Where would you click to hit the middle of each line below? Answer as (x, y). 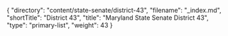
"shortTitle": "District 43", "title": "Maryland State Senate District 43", (108, 18)
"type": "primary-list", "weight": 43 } (60, 25)
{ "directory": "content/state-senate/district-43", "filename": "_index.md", (114, 10)
